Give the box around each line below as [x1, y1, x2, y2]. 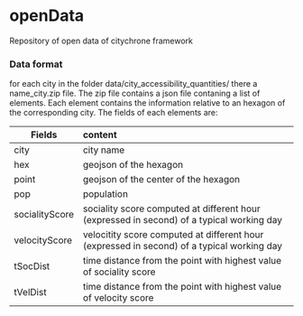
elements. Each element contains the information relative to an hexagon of [9, 98, 286, 108]
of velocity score [82, 292, 154, 304]
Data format [9, 58, 63, 70]
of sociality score [82, 265, 156, 278]
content [82, 128, 117, 141]
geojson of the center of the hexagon [82, 173, 241, 186]
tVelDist [14, 286, 47, 299]
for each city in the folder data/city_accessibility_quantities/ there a [9, 79, 258, 89]
